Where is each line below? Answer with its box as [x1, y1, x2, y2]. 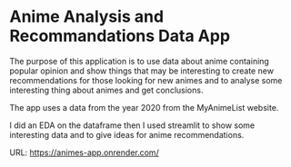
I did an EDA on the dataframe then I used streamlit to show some [9, 120, 256, 131]
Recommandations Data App [9, 25, 230, 46]
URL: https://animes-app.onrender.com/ [9, 147, 159, 158]
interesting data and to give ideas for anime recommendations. [9, 129, 245, 140]
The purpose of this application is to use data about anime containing [9, 55, 270, 66]
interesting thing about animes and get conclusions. [9, 84, 204, 95]
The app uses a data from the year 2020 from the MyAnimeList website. [9, 102, 279, 113]
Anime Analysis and [9, 6, 165, 27]
